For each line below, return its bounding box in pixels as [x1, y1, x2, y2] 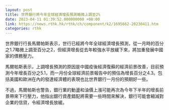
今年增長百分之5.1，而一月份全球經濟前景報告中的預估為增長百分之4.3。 [9, 70, 158, 76]
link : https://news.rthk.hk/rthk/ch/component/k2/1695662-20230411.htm [5, 21, 158, 27]
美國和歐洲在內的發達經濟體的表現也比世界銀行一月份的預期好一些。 [9, 76, 151, 82]
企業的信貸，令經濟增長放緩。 [5, 99, 67, 105]
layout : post [5, 7, 33, 13]
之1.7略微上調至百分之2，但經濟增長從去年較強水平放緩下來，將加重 [5, 47, 146, 53]
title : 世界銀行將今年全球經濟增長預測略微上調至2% [5, 12, 101, 17]
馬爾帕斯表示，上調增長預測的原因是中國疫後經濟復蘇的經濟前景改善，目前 [5, 64, 159, 70]
